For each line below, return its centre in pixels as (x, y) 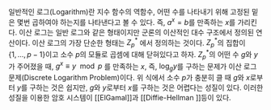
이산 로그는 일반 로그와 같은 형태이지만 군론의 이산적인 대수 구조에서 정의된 (137, 32)
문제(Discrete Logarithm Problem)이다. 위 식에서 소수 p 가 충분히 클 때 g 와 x (129, 78)
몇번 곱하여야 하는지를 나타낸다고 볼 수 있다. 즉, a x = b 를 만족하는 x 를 (126, 21)
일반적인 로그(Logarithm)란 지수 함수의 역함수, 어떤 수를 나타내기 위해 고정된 (129, 12)
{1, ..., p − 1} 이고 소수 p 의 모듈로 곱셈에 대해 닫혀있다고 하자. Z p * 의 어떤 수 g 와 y (133, 55)
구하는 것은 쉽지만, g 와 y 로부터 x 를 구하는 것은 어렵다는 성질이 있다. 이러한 (146, 88)
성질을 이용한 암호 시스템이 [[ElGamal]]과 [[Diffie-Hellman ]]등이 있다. (120, 98)
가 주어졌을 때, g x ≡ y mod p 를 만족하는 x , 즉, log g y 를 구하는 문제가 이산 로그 (133, 66)
